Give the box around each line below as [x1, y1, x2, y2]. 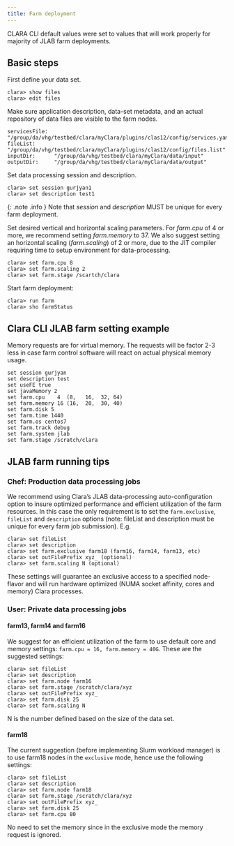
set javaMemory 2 [7, 388, 58, 395]
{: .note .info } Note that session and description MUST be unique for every [7, 203, 223, 211]
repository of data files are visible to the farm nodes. [7, 114, 158, 123]
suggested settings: [7, 652, 64, 660]
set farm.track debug [7, 424, 70, 431]
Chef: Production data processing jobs [7, 476, 141, 486]
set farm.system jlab [7, 431, 70, 438]
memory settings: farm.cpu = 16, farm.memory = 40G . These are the [7, 645, 202, 653]
